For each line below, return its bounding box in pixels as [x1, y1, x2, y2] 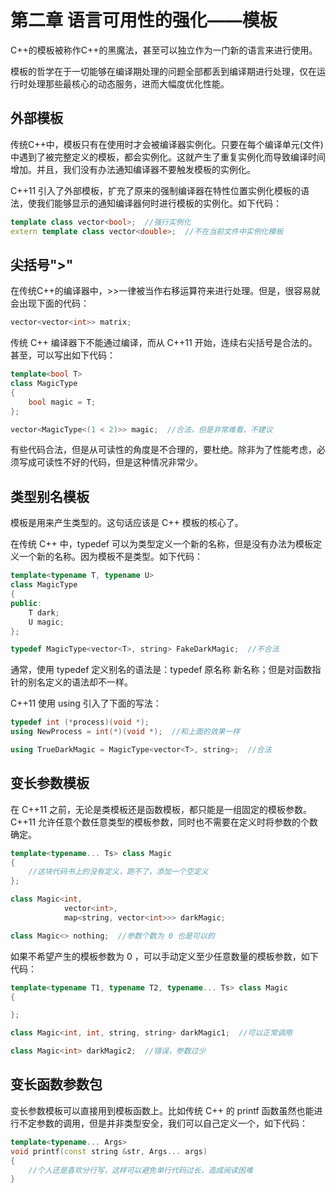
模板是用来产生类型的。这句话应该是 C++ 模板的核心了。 [10, 517, 244, 529]
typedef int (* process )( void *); [10, 717, 150, 728]
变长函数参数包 [10, 1076, 103, 1093]
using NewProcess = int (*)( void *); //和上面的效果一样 [10, 727, 241, 737]
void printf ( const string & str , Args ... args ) [10, 1146, 208, 1156]
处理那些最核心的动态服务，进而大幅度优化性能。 [27, 77, 230, 90]
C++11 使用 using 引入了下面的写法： [10, 697, 162, 710]
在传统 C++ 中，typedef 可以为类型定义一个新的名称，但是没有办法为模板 [10, 538, 313, 550]
